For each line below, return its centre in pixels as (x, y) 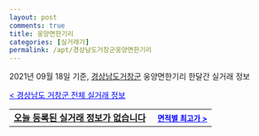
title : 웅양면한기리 (41, 34)
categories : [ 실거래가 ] (50, 42)
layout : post (33, 17)
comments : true (37, 26)
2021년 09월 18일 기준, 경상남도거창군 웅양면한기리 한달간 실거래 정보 (129, 77)
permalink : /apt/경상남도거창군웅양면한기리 (81, 50)
